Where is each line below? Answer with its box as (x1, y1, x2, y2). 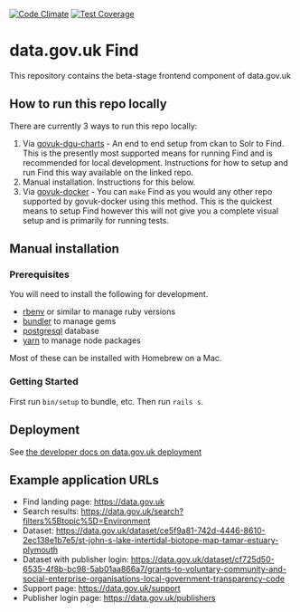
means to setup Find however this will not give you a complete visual (22, 205, 278, 216)
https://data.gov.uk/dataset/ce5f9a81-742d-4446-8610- (55, 525, 266, 536)
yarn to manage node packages (22, 335, 142, 346)
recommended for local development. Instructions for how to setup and (22, 157, 289, 167)
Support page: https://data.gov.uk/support (22, 583, 181, 594)
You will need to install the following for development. (9, 289, 209, 300)
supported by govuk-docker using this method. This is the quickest (22, 196, 273, 206)
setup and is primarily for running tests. (22, 215, 170, 225)
